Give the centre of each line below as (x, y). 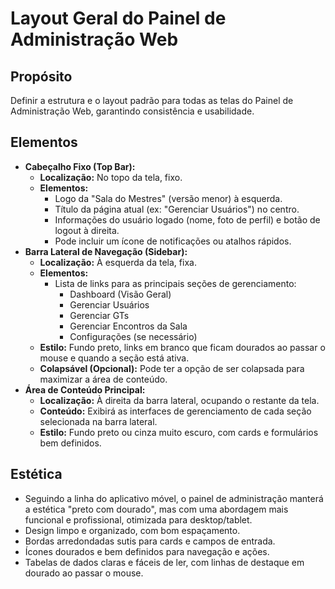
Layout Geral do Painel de (118, 18)
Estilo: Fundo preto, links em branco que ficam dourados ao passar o (182, 347)
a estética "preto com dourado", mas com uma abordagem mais (156, 509)
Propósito (41, 76)
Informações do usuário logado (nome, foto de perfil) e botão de (187, 219)
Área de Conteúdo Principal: (85, 389)
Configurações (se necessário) (133, 336)
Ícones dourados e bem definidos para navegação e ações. (147, 551)
